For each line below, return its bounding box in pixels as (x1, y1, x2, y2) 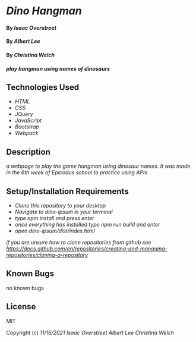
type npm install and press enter (14, 215, 94, 221)
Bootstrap (14, 123, 40, 130)
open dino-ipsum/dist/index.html (14, 227, 95, 234)
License (6, 302, 36, 312)
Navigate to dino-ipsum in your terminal (14, 208, 113, 215)
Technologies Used (6, 82, 79, 92)
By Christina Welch (6, 51, 55, 58)
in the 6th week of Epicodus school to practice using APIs (6, 169, 147, 176)
